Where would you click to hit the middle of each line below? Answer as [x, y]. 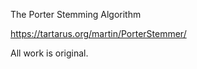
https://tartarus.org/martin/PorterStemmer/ [98, 33]
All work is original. [49, 53]
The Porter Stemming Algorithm [76, 14]
